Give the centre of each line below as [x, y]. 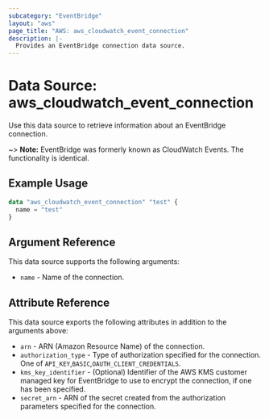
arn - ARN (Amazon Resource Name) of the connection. [112, 346]
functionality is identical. [49, 158]
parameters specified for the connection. [88, 406]
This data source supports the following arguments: [94, 262]
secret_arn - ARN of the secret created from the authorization [123, 398]
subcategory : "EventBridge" [56, 16]
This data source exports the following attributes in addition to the [118, 322]
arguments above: [38, 331]
